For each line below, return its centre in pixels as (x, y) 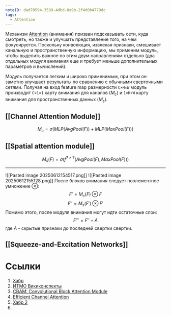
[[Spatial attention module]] (50, 146)
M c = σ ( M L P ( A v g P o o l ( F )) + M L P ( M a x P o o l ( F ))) (85, 129)
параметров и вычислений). (36, 66)
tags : (11, 15)
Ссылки (23, 266)
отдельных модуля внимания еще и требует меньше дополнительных (81, 61)
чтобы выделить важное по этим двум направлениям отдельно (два (80, 56)
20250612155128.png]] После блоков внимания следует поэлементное (82, 180)
